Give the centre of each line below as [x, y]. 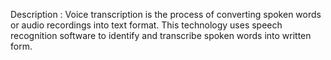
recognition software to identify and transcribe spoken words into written [161, 35]
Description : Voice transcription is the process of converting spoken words [166, 14]
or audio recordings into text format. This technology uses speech [146, 25]
